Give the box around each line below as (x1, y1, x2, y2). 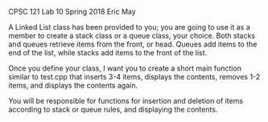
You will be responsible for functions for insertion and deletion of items (8, 96, 244, 105)
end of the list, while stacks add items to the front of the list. (8, 48, 208, 57)
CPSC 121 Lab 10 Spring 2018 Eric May (8, 7, 137, 16)
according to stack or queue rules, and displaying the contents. (8, 104, 218, 114)
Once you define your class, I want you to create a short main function (8, 63, 241, 73)
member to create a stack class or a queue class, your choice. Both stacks (8, 31, 256, 40)
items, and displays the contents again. (8, 80, 138, 90)
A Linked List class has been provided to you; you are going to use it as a (8, 22, 251, 31)
